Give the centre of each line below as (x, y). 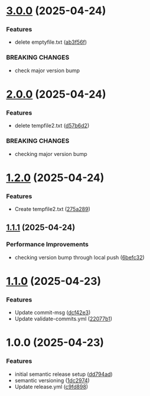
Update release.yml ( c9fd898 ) (51, 387)
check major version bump (47, 70)
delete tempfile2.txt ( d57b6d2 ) (52, 126)
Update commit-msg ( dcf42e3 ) (53, 313)
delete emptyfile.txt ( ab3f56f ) (51, 42)
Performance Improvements (48, 245)
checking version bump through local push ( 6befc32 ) (79, 257)
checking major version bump (51, 154)
